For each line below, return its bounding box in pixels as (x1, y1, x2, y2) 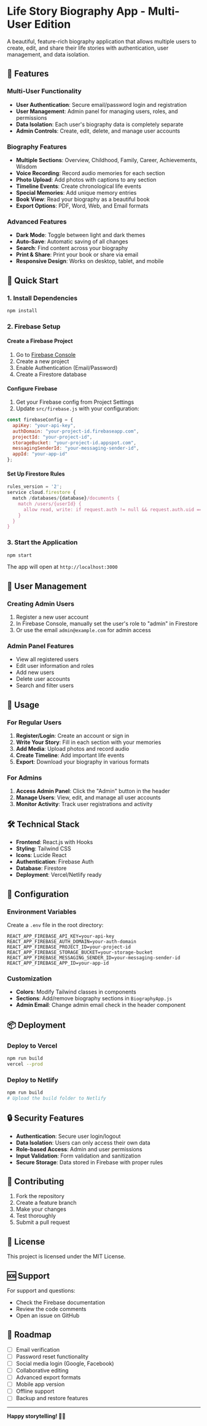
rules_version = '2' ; (7, 484, 63, 490)
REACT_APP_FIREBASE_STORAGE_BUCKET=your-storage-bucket (7, 949, 153, 955)
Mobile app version (15, 1381, 65, 1388)
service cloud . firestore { (7, 490, 76, 496)
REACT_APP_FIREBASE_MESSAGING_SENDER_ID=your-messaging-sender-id (7, 954, 181, 961)
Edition (34, 17, 71, 31)
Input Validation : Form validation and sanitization (15, 1152, 141, 1159)
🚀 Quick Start (7, 275, 59, 286)
